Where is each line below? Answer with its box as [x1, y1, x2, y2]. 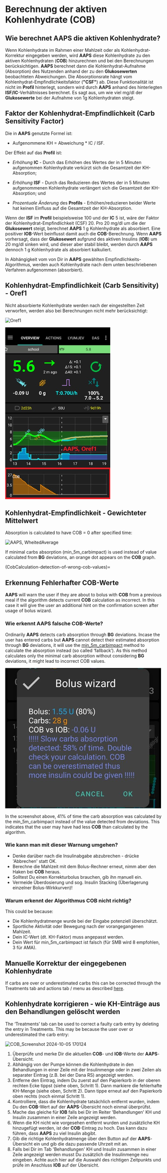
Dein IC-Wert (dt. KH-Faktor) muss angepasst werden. [12, 934, 125, 940]
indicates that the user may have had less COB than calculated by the [5, 824, 148, 830]
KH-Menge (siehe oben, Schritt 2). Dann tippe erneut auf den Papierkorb [12, 1088, 163, 1094]
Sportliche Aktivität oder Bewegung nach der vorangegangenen [12, 924, 144, 930]
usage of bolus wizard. [5, 607, 52, 614]
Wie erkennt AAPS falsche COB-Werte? [5, 620, 103, 627]
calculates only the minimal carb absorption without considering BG [5, 652, 145, 659]
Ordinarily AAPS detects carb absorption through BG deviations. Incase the [5, 631, 161, 637]
